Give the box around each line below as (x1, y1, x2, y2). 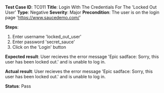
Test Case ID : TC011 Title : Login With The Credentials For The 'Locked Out (5, 4, 157, 10)
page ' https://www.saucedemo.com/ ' (5, 15, 81, 20)
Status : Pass (5, 83, 31, 89)
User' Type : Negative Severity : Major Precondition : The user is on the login (5, 9, 160, 15)
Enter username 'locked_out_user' (12, 34, 82, 39)
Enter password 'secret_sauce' (12, 39, 75, 45)
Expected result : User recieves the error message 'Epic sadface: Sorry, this (5, 54, 159, 60)
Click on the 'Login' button (12, 44, 66, 50)
